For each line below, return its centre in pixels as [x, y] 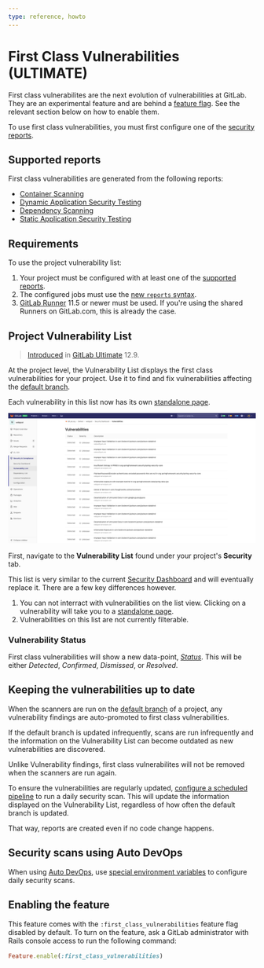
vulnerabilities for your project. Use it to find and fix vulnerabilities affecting [130, 378]
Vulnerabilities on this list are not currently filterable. [104, 619]
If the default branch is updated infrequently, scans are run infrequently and [131, 732]
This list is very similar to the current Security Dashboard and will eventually [131, 579]
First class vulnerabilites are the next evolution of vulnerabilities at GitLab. [128, 95]
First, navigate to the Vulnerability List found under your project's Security [130, 555]
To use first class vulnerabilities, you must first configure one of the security [132, 126]
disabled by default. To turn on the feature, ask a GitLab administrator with [128, 932]
